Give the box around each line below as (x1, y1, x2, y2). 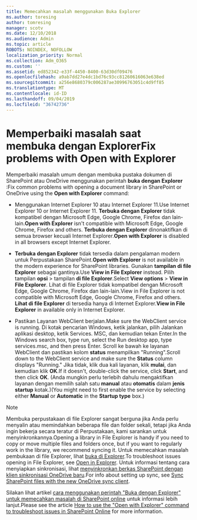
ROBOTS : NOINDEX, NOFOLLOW (6, 47, 72, 53)
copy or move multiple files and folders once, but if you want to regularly (6, 440, 182, 447)
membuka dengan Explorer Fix (6, 139, 156, 153)
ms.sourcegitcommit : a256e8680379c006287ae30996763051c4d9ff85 (6, 80, 165, 86)
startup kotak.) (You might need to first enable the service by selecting (14, 386, 186, 394)
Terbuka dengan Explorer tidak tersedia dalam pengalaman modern (14, 250, 181, 257)
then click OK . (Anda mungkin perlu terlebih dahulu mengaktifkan (14, 374, 173, 381)
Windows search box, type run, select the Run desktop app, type (14, 336, 172, 344)
